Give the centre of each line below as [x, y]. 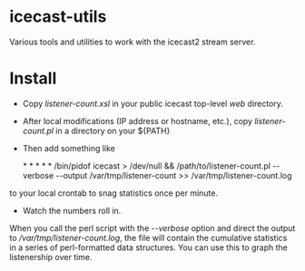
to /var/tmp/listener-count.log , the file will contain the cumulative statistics [148, 237]
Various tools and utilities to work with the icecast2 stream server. [133, 42]
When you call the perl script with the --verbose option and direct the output [152, 227]
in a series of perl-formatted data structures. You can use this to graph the [148, 247]
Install [33, 78]
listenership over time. [51, 256]
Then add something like [69, 148]
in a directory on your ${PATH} [113, 131]
